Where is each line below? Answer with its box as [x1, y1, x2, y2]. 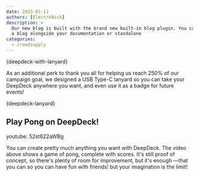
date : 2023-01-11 [6, 8, 49, 15]
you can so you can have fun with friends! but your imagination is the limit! [6, 163, 188, 170]
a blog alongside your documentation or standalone [11, 31, 142, 37]
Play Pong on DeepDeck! [6, 117, 99, 127]
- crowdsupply [11, 42, 46, 48]
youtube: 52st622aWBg [6, 133, 64, 140]
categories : [6, 36, 36, 42]
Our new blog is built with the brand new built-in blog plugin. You [11, 25, 187, 31]
